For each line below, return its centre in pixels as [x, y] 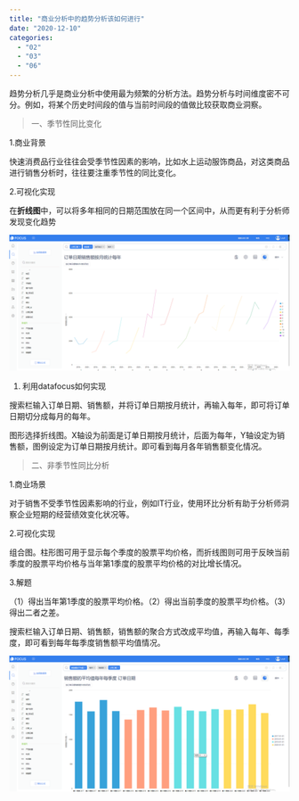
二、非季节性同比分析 [70, 466]
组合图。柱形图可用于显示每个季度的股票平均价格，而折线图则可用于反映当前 [149, 552]
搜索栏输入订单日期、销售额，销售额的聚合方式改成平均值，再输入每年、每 [145, 632]
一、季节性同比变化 [66, 124]
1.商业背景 [28, 142]
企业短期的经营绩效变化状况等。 [75, 515]
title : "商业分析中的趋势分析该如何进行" [77, 19]
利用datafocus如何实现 [64, 386]
